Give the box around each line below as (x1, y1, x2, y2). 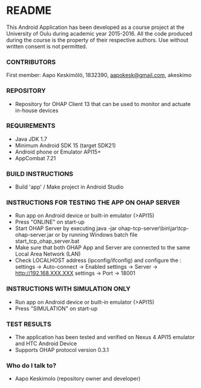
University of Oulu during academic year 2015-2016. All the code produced (6, 30, 193, 37)
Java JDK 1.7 (14, 135, 47, 142)
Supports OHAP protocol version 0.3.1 (14, 346, 109, 354)
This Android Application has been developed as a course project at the (6, 23, 185, 31)
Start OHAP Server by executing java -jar (14, 225, 117, 232)
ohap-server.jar (14, 231, 54, 239)
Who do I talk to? (6, 361, 57, 369)
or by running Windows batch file (55, 231, 138, 239)
